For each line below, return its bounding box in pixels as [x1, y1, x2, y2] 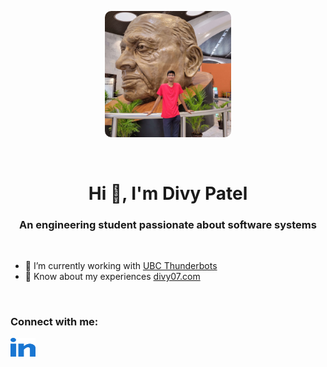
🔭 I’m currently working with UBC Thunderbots [24, 260, 218, 272]
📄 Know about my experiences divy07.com [24, 271, 201, 283]
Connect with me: [10, 315, 99, 328]
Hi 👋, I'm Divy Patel [88, 182, 248, 205]
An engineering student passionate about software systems [19, 217, 317, 231]
